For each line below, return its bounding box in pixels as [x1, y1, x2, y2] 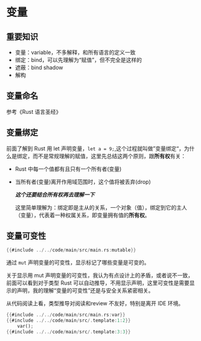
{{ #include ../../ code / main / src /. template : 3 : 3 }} [6, 328, 131, 335]
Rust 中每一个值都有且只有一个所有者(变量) [14, 165, 122, 173]
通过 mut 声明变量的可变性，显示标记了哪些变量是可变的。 [6, 259, 150, 267]
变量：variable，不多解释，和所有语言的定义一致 [14, 49, 136, 56]
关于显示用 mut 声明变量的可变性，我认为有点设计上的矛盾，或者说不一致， [6, 272, 193, 279]
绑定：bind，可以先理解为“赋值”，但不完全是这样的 [14, 56, 142, 64]
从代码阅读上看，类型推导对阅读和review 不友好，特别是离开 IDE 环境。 [6, 300, 184, 307]
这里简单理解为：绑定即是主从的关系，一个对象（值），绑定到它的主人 [14, 204, 187, 211]
